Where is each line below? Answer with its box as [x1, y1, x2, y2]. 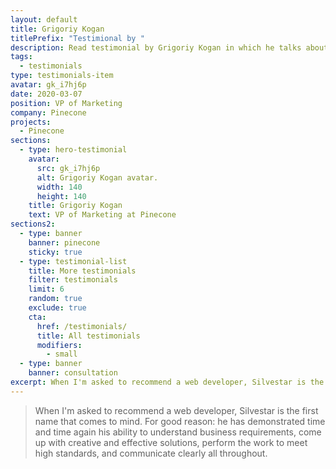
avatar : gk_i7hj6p [10, 80, 87, 90]
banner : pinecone [28, 237, 101, 248]
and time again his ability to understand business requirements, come [34, 426, 322, 438]
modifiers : [36, 340, 83, 350]
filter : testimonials [28, 275, 118, 285]
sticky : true [28, 247, 83, 257]
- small [46, 349, 78, 360]
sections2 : [10, 219, 56, 230]
